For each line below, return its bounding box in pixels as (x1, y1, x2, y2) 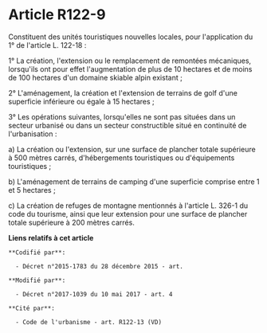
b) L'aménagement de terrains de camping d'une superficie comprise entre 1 (8, 177, 260, 186)
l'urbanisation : (8, 129, 57, 139)
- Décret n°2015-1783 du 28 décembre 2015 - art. (15, 262, 183, 270)
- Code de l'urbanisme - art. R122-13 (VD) (15, 318, 162, 326)
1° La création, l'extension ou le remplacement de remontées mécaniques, (8, 56, 252, 65)
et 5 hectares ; (8, 185, 56, 194)
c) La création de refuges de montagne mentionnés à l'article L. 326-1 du (8, 201, 249, 210)
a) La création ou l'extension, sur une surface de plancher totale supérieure (8, 144, 257, 154)
